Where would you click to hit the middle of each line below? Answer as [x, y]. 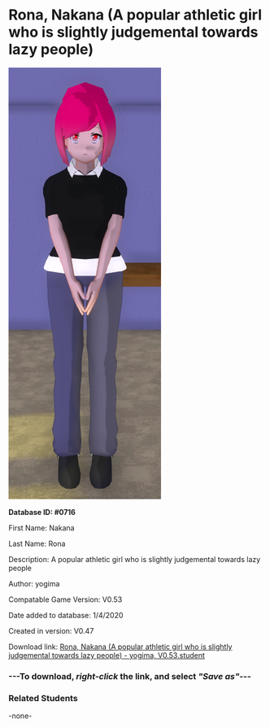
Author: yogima [34, 583]
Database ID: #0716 [42, 512]
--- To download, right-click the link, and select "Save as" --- [130, 676]
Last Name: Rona [37, 543]
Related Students [44, 698]
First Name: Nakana [41, 528]
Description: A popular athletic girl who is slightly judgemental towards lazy [135, 559]
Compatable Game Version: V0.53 [65, 599]
